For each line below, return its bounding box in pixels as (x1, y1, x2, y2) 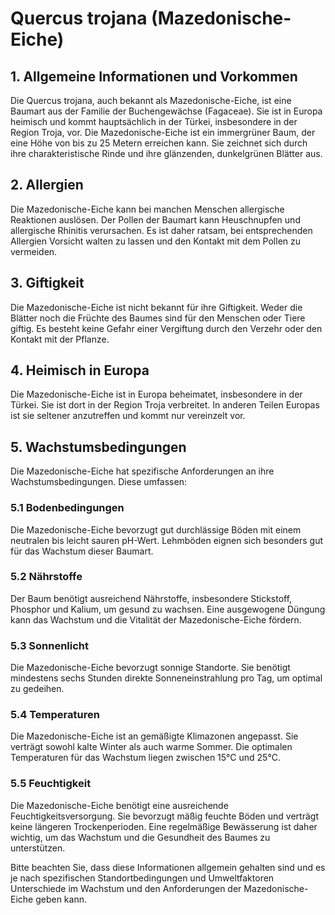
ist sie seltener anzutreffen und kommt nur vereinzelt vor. (10, 410, 246, 422)
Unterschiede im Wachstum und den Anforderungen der (10, 882, 242, 894)
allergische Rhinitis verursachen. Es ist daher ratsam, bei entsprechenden (10, 224, 313, 236)
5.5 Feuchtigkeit (10, 777, 92, 791)
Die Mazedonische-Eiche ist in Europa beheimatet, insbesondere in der (10, 388, 303, 401)
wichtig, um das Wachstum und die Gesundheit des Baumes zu (10, 831, 271, 843)
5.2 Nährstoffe (10, 570, 83, 584)
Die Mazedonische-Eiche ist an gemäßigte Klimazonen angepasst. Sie (10, 730, 299, 742)
